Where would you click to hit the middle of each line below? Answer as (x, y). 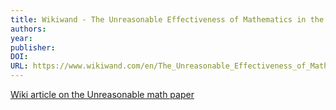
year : (21, 38)
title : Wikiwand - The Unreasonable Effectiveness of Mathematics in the (167, 19)
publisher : (33, 47)
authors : (28, 29)
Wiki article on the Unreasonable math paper (102, 94)
